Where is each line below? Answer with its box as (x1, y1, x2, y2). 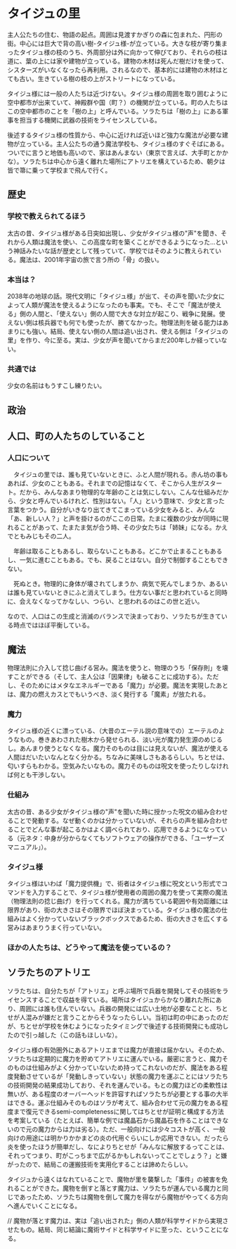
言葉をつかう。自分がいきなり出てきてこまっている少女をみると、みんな (7, 506, 216, 514)
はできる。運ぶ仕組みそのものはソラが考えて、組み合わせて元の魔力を (7, 1098, 210, 1107)
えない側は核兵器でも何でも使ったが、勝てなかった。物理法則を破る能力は (7, 318, 223, 327)
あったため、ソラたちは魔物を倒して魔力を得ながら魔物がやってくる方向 (19, 1193, 228, 1201)
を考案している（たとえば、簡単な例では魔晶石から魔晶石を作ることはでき (7, 1116, 223, 1124)
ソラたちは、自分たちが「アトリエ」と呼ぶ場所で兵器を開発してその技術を (7, 986, 223, 995)
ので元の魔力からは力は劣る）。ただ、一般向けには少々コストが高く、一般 (13, 1124, 226, 1133)
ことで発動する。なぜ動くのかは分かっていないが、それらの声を (13, 816, 198, 824)
